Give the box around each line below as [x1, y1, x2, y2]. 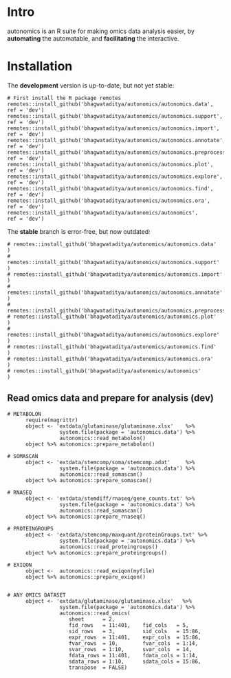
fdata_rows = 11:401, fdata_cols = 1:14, [68, 652, 198, 659]
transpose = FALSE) [68, 664, 128, 671]
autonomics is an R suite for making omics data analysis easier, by [7, 27, 195, 35]
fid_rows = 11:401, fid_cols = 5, [68, 621, 189, 628]
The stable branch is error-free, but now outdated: [7, 227, 151, 235]
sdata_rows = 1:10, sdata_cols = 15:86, [68, 658, 201, 665]
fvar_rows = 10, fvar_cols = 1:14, [68, 639, 198, 647]
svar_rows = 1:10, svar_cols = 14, [68, 646, 192, 652]
